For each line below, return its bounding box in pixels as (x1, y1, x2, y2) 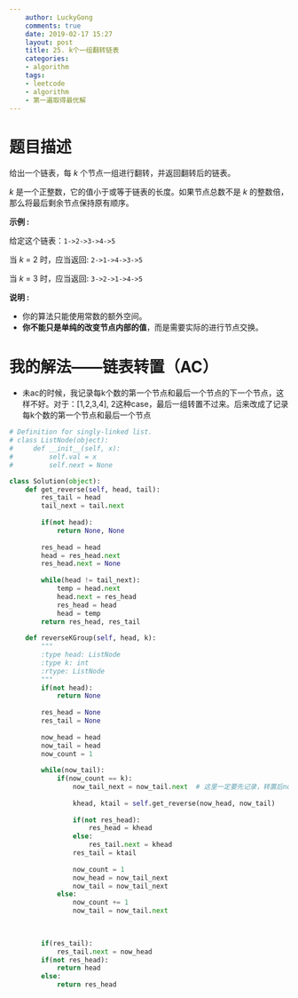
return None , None (56, 526, 125, 535)
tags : (25, 71, 46, 80)
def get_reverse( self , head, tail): (25, 485, 161, 494)
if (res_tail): (41, 938, 93, 947)
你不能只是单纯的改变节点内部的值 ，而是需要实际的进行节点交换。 (21, 322, 263, 333)
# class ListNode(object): (9, 436, 109, 445)
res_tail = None (41, 716, 101, 725)
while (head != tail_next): (41, 576, 141, 585)
